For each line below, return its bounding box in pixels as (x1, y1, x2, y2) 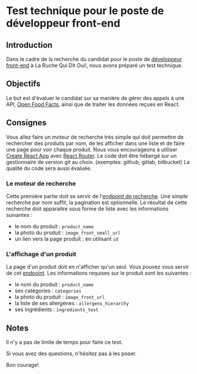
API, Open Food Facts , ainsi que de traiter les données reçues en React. (6, 101, 181, 108)
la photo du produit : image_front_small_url (14, 229, 121, 236)
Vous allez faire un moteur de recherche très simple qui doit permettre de (6, 133, 184, 141)
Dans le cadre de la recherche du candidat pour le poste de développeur (6, 56, 182, 62)
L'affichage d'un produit (6, 250, 76, 258)
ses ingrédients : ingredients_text (14, 306, 99, 313)
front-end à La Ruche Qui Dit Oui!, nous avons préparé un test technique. (6, 62, 183, 69)
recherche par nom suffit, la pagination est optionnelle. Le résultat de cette (6, 199, 188, 206)
